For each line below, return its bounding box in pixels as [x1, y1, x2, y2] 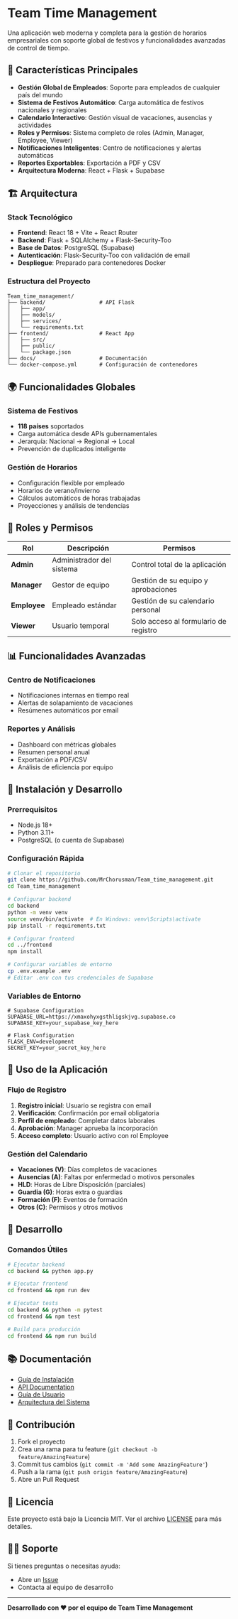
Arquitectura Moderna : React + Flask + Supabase [17, 166, 165, 175]
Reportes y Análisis [7, 724, 76, 734]
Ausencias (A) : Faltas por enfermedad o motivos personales [17, 1173, 195, 1181]
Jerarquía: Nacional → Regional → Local [17, 437, 135, 445]
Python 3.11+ [17, 828, 55, 837]
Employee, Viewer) [17, 136, 73, 144]
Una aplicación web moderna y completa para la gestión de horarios [7, 28, 208, 37]
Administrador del [52, 555, 112, 565]
